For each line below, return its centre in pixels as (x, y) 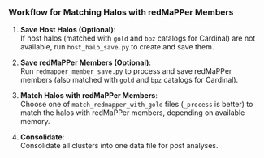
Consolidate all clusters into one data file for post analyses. (119, 146)
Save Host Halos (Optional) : (68, 30)
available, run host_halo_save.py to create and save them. (117, 47)
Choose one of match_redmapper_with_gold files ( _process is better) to (136, 105)
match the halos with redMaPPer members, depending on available (132, 113)
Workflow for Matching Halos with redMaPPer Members (121, 12)
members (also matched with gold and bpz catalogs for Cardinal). (129, 80)
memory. (35, 122)
